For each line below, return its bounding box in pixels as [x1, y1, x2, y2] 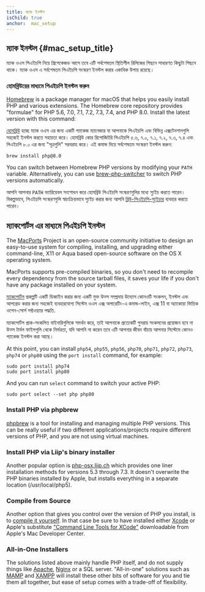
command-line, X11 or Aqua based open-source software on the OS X [6, 250, 182, 257]
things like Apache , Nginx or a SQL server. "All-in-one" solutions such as [6, 566, 190, 573]
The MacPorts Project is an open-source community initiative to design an [6, 237, 194, 244]
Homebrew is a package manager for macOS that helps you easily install [6, 96, 190, 103]
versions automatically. [6, 177, 65, 184]
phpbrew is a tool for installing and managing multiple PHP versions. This [6, 419, 191, 427]
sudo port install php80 [6, 369, 70, 375]
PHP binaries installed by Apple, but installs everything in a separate [6, 474, 179, 482]
